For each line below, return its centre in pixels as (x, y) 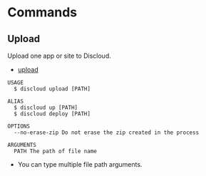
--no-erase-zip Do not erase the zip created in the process (107, 133)
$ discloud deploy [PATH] (52, 114)
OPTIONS (19, 126)
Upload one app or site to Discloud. (60, 56)
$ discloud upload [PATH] (52, 89)
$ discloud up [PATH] (46, 108)
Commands (42, 12)
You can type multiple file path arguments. (80, 164)
